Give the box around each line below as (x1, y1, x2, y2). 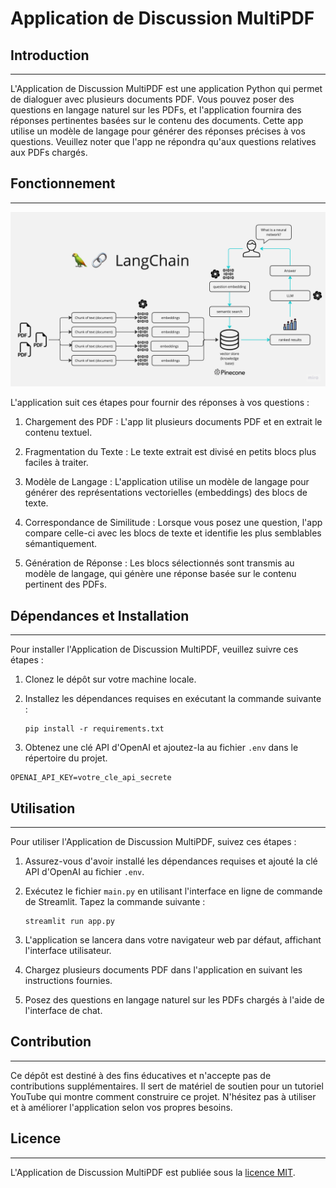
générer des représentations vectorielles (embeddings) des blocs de (24, 487, 308, 499)
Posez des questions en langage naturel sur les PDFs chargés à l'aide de (24, 994, 325, 1006)
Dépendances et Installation (10, 607, 190, 624)
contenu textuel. (24, 427, 93, 439)
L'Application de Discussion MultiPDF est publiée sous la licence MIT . (10, 1166, 296, 1178)
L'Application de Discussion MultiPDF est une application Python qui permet (10, 83, 323, 94)
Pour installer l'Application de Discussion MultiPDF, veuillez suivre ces (10, 643, 299, 656)
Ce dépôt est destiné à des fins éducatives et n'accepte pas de (10, 1069, 272, 1081)
